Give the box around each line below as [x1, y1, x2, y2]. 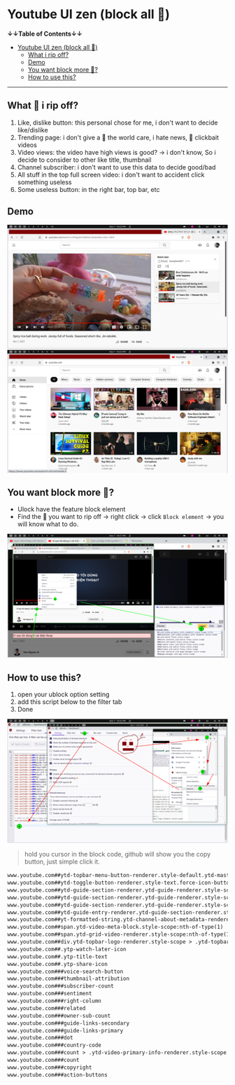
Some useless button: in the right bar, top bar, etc [17, 185, 160, 193]
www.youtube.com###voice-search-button [7, 968, 124, 975]
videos [17, 140, 37, 149]
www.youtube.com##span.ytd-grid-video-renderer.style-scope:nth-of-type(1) [7, 931, 233, 938]
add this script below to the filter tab [17, 698, 122, 706]
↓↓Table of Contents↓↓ [7, 29, 83, 38]
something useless [17, 178, 72, 186]
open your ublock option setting [17, 690, 110, 699]
